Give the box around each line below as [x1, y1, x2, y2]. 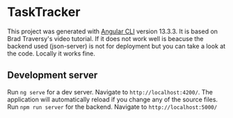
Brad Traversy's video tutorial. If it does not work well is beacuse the [7, 34, 204, 42]
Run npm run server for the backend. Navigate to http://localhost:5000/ [7, 102, 218, 111]
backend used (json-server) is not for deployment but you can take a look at [7, 42, 226, 50]
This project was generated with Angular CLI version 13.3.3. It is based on [7, 27, 218, 35]
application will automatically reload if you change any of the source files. [7, 95, 218, 103]
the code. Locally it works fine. [7, 49, 96, 58]
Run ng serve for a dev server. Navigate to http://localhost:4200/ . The [7, 87, 214, 96]
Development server [7, 69, 98, 81]
